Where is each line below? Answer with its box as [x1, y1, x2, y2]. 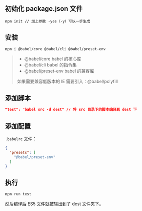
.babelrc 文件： [5, 136, 37, 142]
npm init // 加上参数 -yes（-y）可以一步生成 [5, 19, 90, 23]
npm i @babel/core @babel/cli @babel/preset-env [5, 46, 106, 51]
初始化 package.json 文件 [5, 4, 83, 13]
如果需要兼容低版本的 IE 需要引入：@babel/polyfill [17, 78, 118, 84]
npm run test [5, 192, 32, 197]
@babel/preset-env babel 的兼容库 [24, 68, 94, 74]
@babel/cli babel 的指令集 [24, 62, 77, 67]
